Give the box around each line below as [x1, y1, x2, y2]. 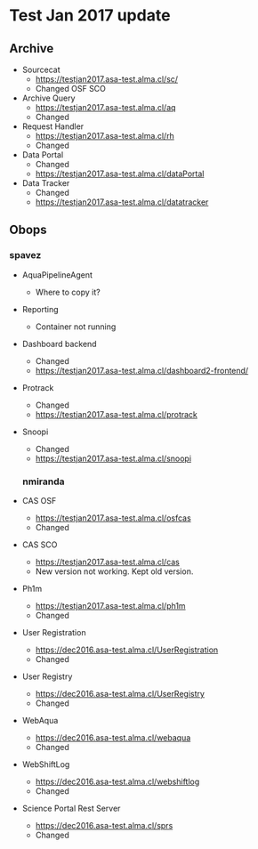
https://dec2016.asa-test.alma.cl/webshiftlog [35, 776, 200, 787]
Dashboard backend [21, 338, 97, 349]
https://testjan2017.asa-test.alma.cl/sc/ [35, 74, 179, 85]
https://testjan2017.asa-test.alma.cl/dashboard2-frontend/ [35, 365, 249, 376]
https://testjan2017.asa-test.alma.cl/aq [35, 102, 176, 112]
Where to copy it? [35, 287, 101, 297]
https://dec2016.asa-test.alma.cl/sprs [35, 820, 173, 830]
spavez [9, 249, 42, 262]
